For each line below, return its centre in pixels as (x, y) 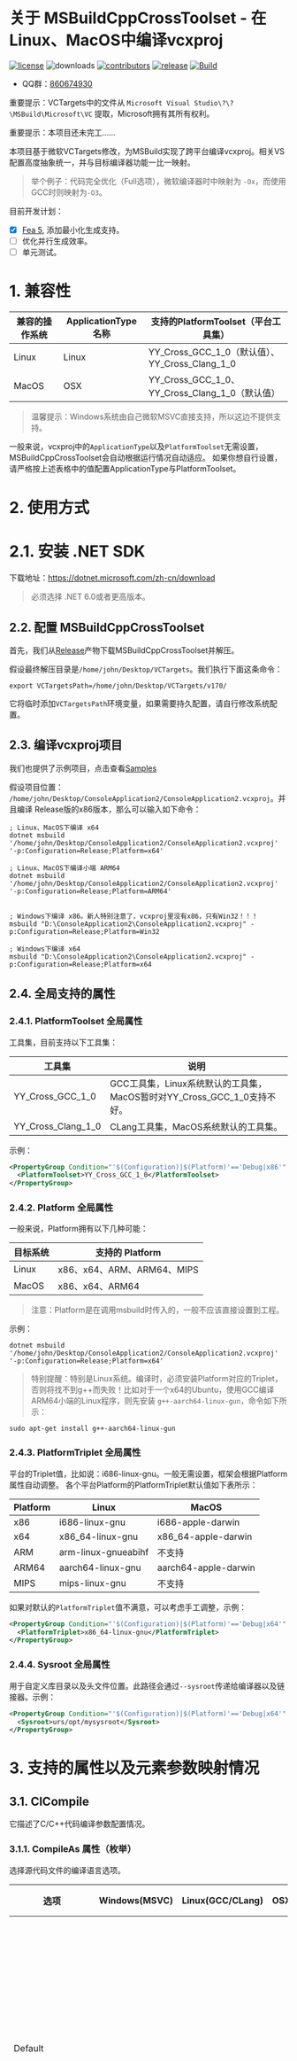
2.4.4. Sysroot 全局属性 (60, 1665)
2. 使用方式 (49, 508)
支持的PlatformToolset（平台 (211, 322)
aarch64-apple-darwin (207, 1567)
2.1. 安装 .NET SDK (77, 552)
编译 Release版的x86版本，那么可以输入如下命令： (109, 809)
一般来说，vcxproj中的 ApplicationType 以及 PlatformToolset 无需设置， (136, 447)
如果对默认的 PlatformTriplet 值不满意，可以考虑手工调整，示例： (128, 1607)
